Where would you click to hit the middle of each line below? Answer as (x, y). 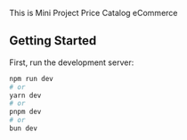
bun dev (24, 128)
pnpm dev (25, 112)
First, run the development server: (72, 62)
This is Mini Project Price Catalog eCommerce (93, 13)
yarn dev (25, 95)
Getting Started (53, 41)
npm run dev (31, 78)
